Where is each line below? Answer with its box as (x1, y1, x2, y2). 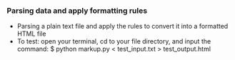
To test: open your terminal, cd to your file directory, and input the (16, 37, 211, 46)
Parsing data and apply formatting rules (6, 6, 148, 16)
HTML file (16, 29, 46, 38)
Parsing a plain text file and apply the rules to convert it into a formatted (16, 22, 229, 31)
